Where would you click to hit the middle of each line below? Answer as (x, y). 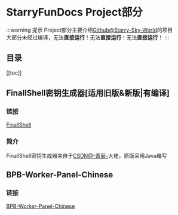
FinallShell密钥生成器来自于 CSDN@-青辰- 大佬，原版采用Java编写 (87, 155)
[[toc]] (14, 73)
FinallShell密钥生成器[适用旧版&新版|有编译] (88, 93)
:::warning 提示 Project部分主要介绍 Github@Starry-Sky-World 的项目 (90, 30)
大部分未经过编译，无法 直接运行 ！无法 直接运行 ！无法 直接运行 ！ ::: (88, 37)
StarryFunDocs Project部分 (74, 12)
